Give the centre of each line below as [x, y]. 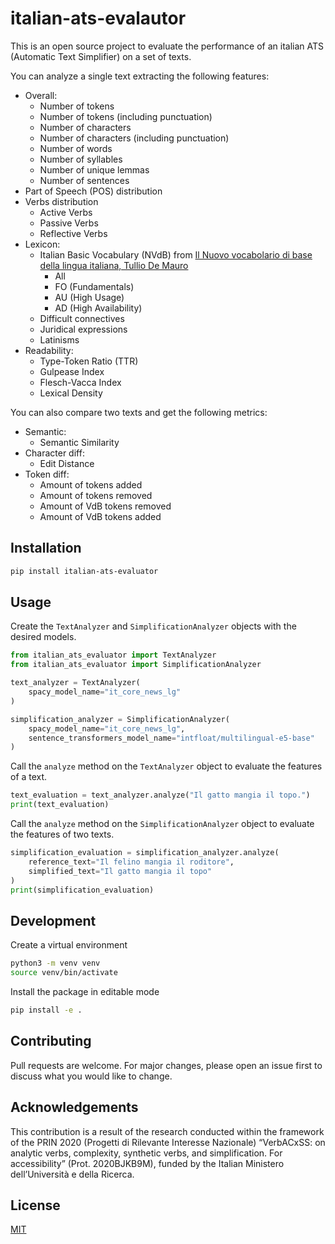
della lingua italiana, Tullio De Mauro [114, 265]
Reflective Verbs [73, 233]
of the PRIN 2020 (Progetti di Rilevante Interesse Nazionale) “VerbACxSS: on [168, 1142]
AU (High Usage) [89, 297]
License [35, 1205]
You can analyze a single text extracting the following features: [140, 76]
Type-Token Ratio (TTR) [89, 361]
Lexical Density [71, 393]
